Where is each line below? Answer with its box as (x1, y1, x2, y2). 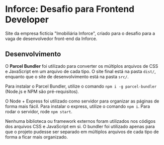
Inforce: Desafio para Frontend (5, 3, 135, 15)
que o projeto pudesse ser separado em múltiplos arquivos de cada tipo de (5, 129, 159, 135)
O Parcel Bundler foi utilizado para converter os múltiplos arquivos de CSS (5, 63, 159, 69)
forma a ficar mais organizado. (5, 134, 68, 140)
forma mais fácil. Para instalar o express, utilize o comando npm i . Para (5, 103, 150, 109)
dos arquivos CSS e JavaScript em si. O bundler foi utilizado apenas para (5, 123, 155, 129)
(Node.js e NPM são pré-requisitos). (5, 88, 80, 95)
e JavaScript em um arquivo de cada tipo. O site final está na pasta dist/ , (5, 68, 156, 74)
